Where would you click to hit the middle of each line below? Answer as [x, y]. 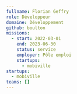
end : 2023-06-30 [36, 44]
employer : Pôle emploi [44, 55]
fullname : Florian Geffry [37, 11]
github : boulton [26, 28]
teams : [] [18, 82]
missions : [18, 33]
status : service [36, 50]
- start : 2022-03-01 [36, 39]
